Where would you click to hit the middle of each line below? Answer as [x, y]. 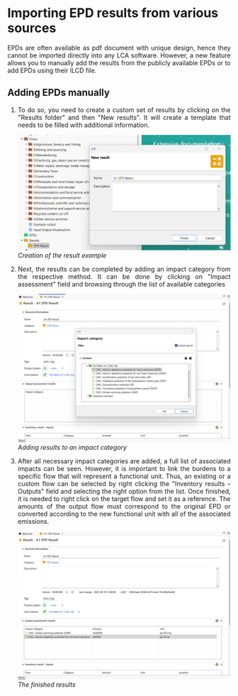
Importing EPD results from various [113, 13]
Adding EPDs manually [58, 93]
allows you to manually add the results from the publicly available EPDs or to [119, 62]
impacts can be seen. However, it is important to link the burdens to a [124, 468]
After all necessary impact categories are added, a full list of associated [124, 461]
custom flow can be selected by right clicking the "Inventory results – [124, 483]
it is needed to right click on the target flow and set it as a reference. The [124, 499]
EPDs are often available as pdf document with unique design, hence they [119, 48]
